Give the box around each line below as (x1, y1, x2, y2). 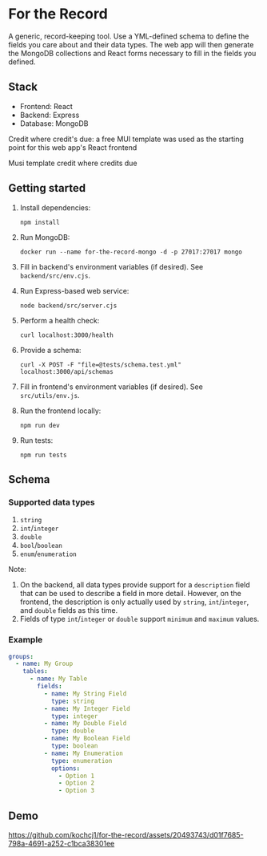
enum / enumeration (19, 549, 78, 558)
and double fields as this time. (19, 606, 118, 615)
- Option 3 (58, 787, 94, 795)
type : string (50, 697, 94, 705)
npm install (19, 218, 60, 226)
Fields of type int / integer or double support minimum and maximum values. (19, 615, 260, 624)
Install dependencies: (19, 202, 91, 213)
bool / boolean (19, 541, 62, 550)
